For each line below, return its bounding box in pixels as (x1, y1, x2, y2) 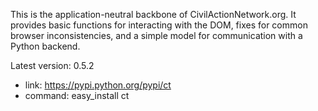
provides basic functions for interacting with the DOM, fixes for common (10, 19, 308, 31)
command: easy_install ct (24, 90, 130, 101)
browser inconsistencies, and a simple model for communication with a (10, 30, 303, 41)
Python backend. (10, 40, 81, 52)
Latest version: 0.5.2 (10, 60, 95, 71)
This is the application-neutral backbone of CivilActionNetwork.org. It (10, 9, 297, 20)
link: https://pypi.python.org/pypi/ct (24, 79, 172, 91)
